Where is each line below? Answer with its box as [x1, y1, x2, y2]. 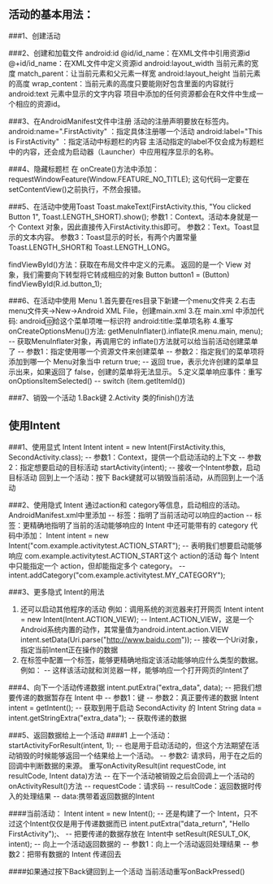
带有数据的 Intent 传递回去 [33, 849, 122, 859]
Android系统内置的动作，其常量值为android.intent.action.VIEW [19, 625, 229, 634]
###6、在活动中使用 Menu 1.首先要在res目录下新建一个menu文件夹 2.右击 [8, 295, 256, 305]
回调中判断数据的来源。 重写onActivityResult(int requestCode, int [8, 760, 227, 770]
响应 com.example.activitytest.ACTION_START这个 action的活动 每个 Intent [8, 551, 260, 560]
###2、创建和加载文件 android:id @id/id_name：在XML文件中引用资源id [8, 48, 250, 58]
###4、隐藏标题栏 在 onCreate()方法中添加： [8, 163, 160, 173]
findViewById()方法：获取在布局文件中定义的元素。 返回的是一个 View [8, 259, 242, 269]
